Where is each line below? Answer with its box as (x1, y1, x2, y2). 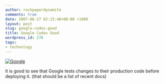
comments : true (5, 12, 37, 17)
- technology (5, 44, 32, 49)
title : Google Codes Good (5, 30, 59, 35)
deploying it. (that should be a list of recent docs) (5, 73, 106, 79)
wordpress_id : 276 (5, 35, 43, 40)
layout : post (5, 21, 32, 26)
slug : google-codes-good (5, 26, 57, 31)
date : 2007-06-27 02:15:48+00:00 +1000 (5, 16, 88, 21)
